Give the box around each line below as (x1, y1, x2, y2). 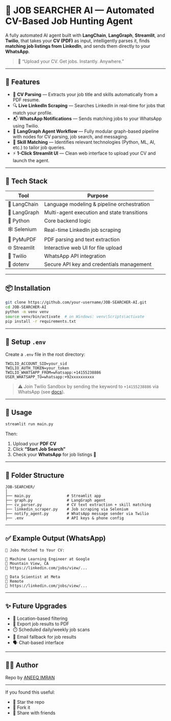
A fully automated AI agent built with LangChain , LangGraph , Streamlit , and (5, 32, 165, 38)
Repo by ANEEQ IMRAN (5, 674, 55, 680)
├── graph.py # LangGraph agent (5, 498, 106, 503)
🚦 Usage (5, 408, 32, 416)
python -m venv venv (5, 310, 49, 315)
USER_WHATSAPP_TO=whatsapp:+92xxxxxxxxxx (5, 374, 95, 379)
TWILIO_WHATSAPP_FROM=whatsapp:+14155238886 (5, 370, 101, 375)
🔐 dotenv (8, 260, 30, 267)
